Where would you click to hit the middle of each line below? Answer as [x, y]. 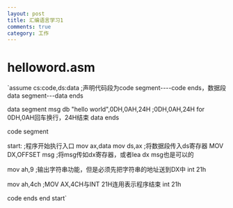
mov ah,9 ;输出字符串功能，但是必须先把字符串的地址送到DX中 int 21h [107, 170]
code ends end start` [37, 198]
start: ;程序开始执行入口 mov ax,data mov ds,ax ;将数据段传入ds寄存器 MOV [115, 146]
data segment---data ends [45, 96]
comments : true [29, 27]
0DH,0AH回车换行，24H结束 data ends [63, 118]
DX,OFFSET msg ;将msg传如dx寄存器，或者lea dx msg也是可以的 [101, 155]
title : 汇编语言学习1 [35, 20]
